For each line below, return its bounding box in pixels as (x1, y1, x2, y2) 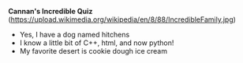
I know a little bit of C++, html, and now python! (19, 38, 174, 47)
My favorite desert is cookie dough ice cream (19, 47, 168, 55)
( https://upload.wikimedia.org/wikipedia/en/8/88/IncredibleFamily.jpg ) (8, 15, 237, 24)
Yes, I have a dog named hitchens (19, 30, 130, 39)
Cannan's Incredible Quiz (8, 7, 93, 16)
